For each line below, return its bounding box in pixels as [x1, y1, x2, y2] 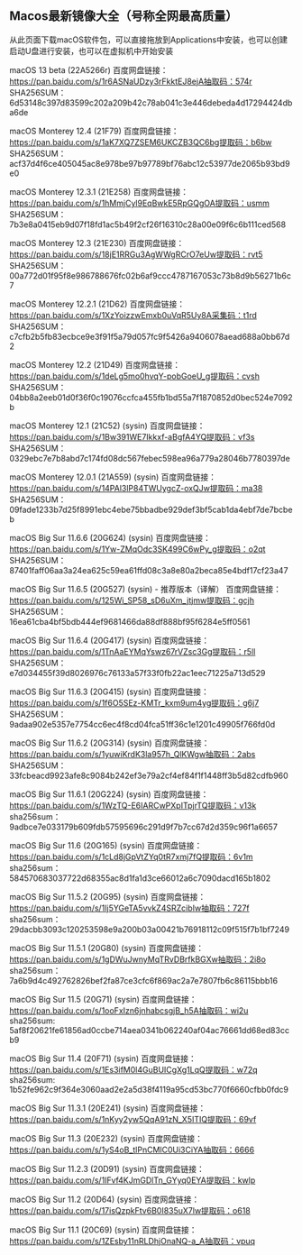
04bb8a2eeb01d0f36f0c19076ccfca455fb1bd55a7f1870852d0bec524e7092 [9, 391, 293, 403]
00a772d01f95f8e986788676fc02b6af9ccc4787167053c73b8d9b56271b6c [9, 270, 291, 281]
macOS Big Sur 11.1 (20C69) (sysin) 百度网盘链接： [9, 1224, 197, 1235]
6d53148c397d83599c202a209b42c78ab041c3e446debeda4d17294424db [9, 97, 293, 108]
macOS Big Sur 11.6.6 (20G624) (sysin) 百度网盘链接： [9, 532, 212, 543]
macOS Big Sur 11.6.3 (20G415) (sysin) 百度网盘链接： [9, 686, 210, 697]
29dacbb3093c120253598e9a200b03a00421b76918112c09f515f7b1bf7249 [9, 923, 290, 935]
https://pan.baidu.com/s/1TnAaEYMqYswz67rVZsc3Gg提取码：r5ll [9, 646, 256, 656]
